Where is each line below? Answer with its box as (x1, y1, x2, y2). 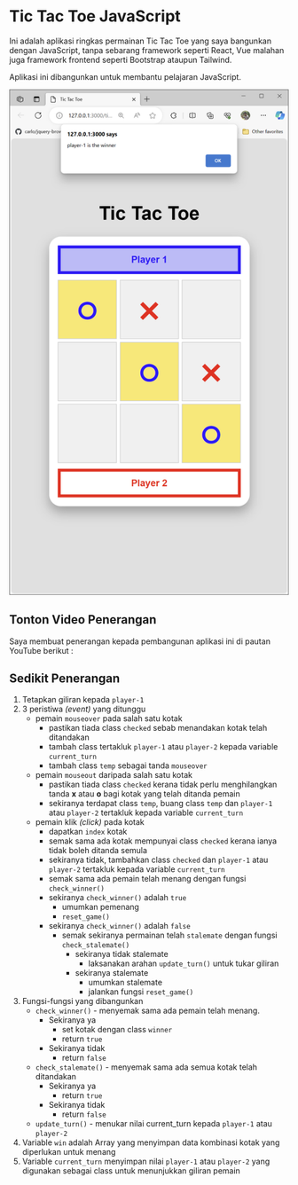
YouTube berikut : (9, 645, 74, 655)
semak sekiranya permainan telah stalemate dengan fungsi (61, 930, 278, 941)
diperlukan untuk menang (21, 1147, 116, 1158)
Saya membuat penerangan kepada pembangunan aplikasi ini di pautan (9, 636, 271, 647)
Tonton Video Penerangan (9, 612, 157, 627)
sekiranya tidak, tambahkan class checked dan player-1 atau (48, 854, 269, 866)
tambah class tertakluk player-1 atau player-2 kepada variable (48, 742, 278, 752)
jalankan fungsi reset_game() (88, 986, 194, 997)
